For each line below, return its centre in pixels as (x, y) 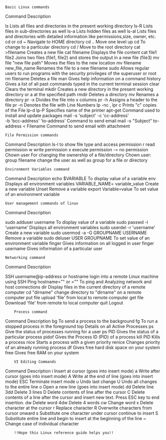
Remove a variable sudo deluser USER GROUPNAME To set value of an (77, 238)
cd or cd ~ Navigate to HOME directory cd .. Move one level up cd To (75, 42)
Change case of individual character (42, 424)
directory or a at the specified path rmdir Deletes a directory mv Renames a (82, 94)
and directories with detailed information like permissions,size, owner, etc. (81, 36)
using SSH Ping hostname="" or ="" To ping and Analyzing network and (78, 282)
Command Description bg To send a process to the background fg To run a (82, 321)
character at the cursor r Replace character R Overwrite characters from (79, 408)
